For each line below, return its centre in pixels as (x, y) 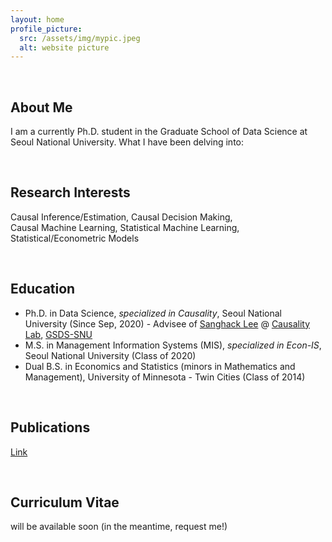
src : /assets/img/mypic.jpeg (80, 38)
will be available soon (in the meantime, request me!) (119, 527)
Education (43, 289)
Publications (50, 427)
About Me (41, 107)
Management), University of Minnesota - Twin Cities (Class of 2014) (165, 377)
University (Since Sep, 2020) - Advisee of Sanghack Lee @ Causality (167, 323)
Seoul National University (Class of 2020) (110, 355)
